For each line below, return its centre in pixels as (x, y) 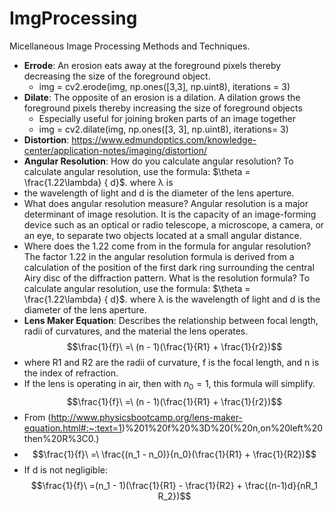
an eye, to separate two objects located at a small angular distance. (162, 235)
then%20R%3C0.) (61, 438)
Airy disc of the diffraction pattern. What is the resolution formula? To (167, 278)
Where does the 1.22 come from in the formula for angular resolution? (167, 246)
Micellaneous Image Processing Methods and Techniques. (130, 46)
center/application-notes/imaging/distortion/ (115, 150)
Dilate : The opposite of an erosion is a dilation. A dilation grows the (162, 97)
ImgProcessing (73, 18)
